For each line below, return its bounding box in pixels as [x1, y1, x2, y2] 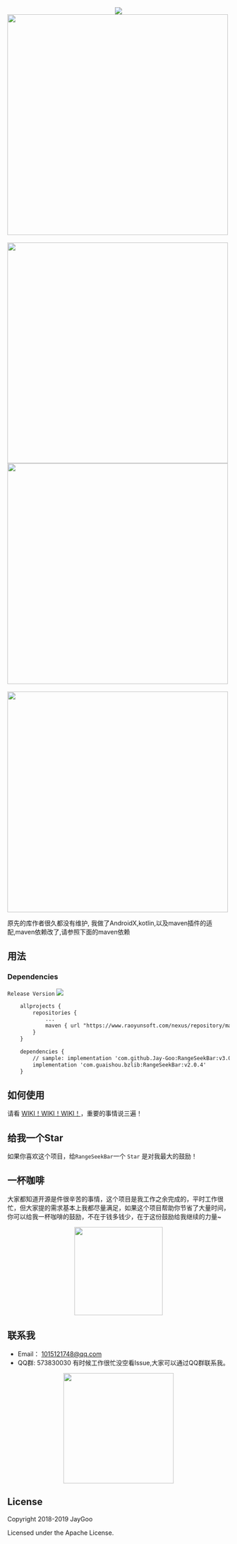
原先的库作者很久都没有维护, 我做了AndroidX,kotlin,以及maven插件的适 [7, 919, 213, 927]
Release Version [7, 990, 55, 997]
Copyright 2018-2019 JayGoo [7, 1514, 93, 1523]
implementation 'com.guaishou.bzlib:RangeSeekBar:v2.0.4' [32, 1061, 207, 1069]
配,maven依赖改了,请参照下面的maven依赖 [7, 928, 130, 936]
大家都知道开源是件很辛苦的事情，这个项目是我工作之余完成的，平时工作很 [7, 1194, 224, 1203]
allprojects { [20, 1002, 61, 1009]
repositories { [32, 1009, 78, 1016]
